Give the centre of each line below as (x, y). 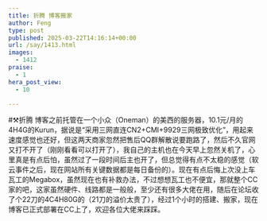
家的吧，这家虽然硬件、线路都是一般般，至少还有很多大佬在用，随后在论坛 (130, 190)
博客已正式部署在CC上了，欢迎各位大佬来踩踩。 (87, 209)
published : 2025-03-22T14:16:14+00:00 (72, 38)
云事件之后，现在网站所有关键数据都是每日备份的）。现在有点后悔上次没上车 (132, 170)
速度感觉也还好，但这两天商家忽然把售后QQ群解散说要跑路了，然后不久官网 (132, 140)
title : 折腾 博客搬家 (41, 16)
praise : (21, 68)
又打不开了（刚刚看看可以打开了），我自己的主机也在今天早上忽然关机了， (128, 150)
